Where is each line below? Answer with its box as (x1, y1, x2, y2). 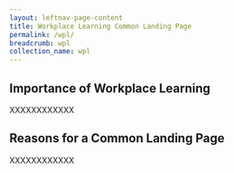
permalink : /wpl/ (9, 30, 75, 39)
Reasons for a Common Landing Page (9, 130, 225, 146)
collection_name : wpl (9, 47, 91, 56)
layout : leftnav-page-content (9, 13, 124, 23)
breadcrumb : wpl (9, 38, 70, 48)
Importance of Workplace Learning (9, 81, 211, 96)
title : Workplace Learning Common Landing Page (9, 22, 192, 31)
